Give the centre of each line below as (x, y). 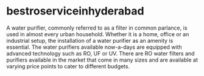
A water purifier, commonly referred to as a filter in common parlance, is (97, 28)
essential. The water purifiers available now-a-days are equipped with (94, 47)
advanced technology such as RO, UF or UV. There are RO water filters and (100, 53)
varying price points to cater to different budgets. (68, 66)
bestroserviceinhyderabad (75, 11)
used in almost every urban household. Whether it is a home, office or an (98, 34)
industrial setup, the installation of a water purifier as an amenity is (90, 40)
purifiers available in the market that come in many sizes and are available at (102, 60)
